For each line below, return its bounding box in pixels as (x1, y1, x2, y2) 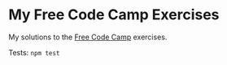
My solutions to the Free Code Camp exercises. (8, 32, 168, 42)
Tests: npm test (8, 47, 60, 57)
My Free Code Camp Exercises (8, 6, 220, 24)
